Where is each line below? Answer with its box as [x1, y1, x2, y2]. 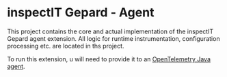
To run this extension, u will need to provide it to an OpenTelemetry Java [7, 55, 211, 63]
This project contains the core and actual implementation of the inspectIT [7, 27, 214, 35]
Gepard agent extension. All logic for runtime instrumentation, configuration [7, 34, 220, 42]
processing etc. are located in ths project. [7, 42, 124, 50]
